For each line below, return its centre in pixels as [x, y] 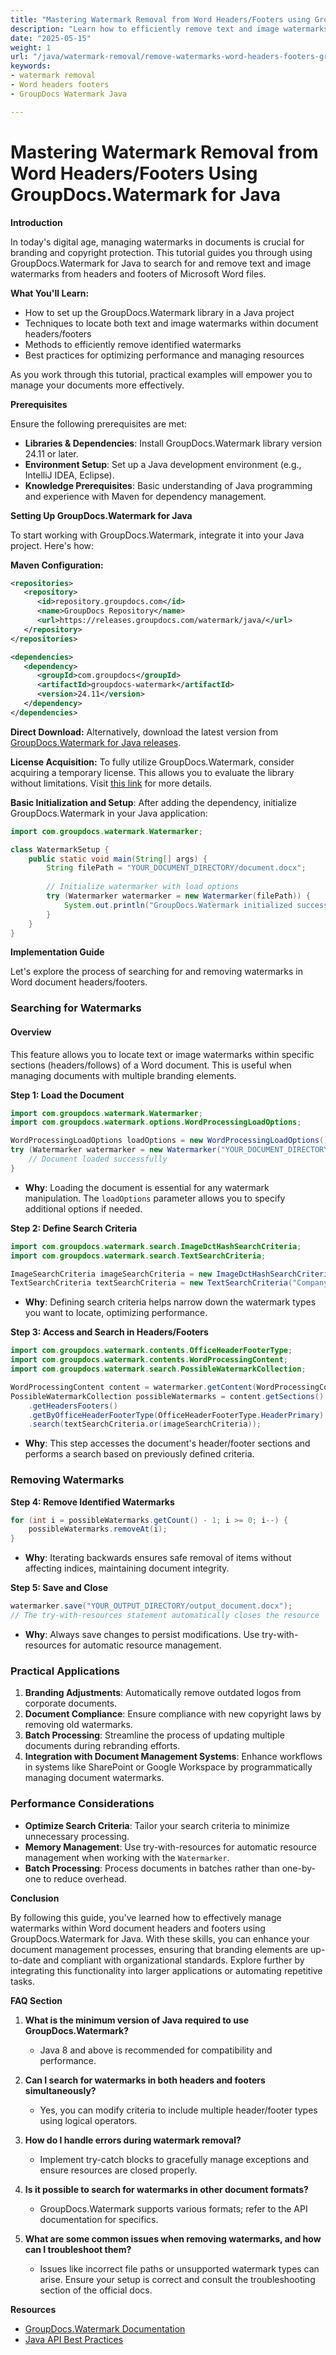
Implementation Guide [57, 952]
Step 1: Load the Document [67, 1095]
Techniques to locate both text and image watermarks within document [171, 323]
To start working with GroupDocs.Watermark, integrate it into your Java [157, 535]
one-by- [298, 1868]
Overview [31, 1032]
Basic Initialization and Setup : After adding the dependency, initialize [153, 802]
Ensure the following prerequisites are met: [99, 423]
